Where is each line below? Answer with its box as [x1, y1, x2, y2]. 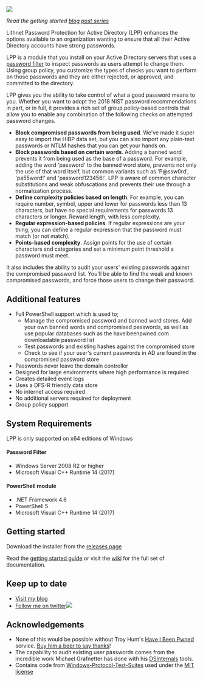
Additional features [6, 294, 81, 304]
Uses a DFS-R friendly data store [15, 381, 98, 389]
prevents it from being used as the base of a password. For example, [15, 155, 188, 162]
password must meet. [15, 252, 70, 259]
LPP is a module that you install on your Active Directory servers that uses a [6, 54, 196, 61]
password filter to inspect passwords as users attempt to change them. [6, 60, 185, 67]
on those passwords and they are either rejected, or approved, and [6, 73, 174, 80]
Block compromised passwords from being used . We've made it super [15, 129, 195, 136]
